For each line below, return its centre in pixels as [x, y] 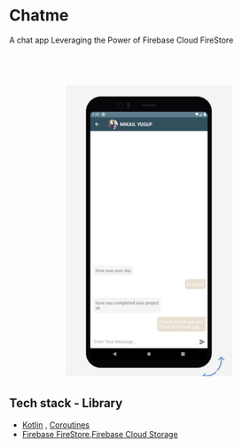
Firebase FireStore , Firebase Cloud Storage [100, 434]
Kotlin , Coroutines [56, 424]
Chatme [39, 16]
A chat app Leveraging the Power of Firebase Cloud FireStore [121, 40]
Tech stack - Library [66, 403]
